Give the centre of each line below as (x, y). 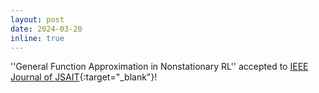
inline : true (37, 38)
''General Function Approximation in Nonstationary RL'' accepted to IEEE (159, 67)
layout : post (37, 19)
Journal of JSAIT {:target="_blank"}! (84, 77)
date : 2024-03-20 (46, 29)
